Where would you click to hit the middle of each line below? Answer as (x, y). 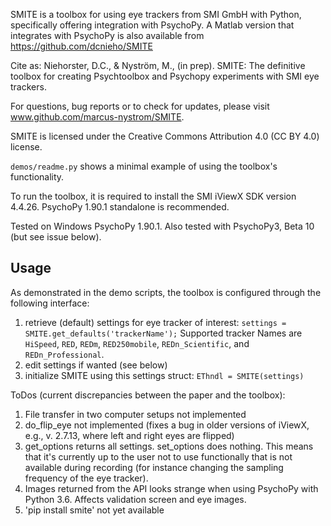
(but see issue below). (56, 237)
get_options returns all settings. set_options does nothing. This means (169, 446)
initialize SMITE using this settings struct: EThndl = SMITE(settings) (164, 375)
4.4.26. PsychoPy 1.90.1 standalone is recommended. (120, 207)
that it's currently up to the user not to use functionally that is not (158, 456)
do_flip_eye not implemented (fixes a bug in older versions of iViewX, (167, 425)
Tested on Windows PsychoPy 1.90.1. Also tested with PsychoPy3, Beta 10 (162, 226)
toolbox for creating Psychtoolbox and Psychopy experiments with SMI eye (165, 76)
